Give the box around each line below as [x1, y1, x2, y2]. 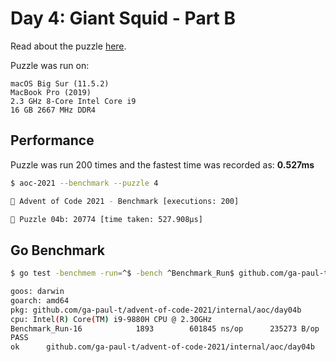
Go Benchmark [10, 242, 105, 259]
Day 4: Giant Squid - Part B [10, 7, 236, 30]
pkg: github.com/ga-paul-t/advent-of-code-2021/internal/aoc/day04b [10, 305, 302, 315]
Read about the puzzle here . [10, 40, 127, 52]
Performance [10, 132, 95, 149]
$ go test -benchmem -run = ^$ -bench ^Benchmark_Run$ [10, 268, 235, 279]
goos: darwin [10, 287, 65, 297]
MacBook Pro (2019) [10, 87, 92, 97]
